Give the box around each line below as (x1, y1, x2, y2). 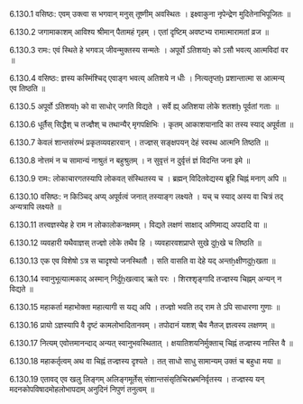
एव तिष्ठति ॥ (9, 83, 46, 94)
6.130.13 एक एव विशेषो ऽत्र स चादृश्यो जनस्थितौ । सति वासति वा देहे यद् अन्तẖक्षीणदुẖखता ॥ (9, 255, 276, 266)
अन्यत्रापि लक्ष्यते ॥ (9, 201, 61, 212)
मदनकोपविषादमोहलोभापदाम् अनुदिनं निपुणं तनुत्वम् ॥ (9, 384, 155, 394)
